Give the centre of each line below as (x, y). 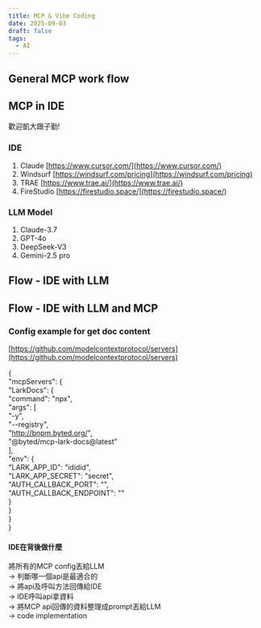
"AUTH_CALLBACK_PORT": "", (58, 484)
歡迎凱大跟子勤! (34, 127)
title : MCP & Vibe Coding (52, 16)
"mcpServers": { (35, 381)
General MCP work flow (69, 79)
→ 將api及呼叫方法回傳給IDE (55, 587)
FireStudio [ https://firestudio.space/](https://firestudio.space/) (123, 191)
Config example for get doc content (79, 331)
